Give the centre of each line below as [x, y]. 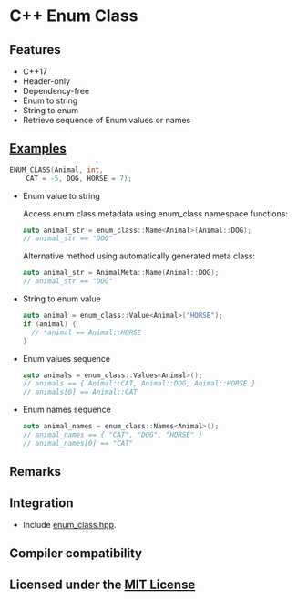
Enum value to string [61, 195]
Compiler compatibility [76, 554]
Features [35, 50]
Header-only [46, 81]
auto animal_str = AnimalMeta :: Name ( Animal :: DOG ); [121, 273]
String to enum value [62, 299]
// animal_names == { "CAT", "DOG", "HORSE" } [113, 435]
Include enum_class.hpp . [69, 525]
